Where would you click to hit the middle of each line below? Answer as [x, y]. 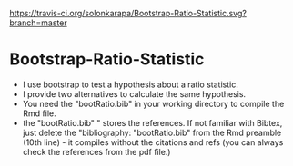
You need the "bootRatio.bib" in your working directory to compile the [153, 103]
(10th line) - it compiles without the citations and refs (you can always [153, 142]
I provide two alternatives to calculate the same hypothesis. [134, 93]
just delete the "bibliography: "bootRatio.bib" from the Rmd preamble [152, 132]
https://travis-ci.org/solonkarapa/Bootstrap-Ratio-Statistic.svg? [128, 13]
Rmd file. [39, 113]
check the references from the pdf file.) [96, 151]
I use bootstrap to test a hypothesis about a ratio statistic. [130, 84]
